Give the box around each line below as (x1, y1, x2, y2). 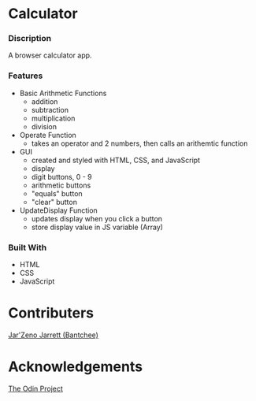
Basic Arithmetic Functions (19, 88, 107, 98)
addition (31, 96, 58, 106)
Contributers (8, 304, 95, 322)
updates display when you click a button (31, 213, 163, 223)
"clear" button (31, 197, 77, 206)
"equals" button (31, 188, 83, 198)
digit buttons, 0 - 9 (31, 172, 92, 181)
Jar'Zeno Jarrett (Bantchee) (8, 330, 98, 340)
